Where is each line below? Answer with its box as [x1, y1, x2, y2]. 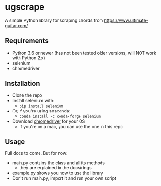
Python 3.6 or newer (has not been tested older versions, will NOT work [12, 50, 156, 56]
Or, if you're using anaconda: [12, 108, 71, 113]
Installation [5, 79, 40, 88]
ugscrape [5, 1, 45, 13]
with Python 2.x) [12, 55, 45, 61]
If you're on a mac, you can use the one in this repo [19, 123, 123, 129]
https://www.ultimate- [104, 18, 148, 23]
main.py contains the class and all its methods [12, 160, 105, 166]
